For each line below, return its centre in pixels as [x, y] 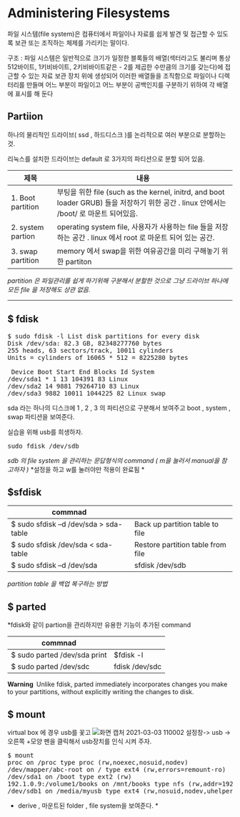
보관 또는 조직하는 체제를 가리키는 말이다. [72, 42]
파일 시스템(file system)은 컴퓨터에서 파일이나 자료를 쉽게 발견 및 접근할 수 [111, 34]
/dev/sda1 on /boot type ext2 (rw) [70, 777]
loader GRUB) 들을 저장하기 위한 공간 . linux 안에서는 [141, 203]
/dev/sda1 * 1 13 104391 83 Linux [68, 379]
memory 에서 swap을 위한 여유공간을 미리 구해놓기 [138, 251]
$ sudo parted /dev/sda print [59, 655]
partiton [79, 261]
